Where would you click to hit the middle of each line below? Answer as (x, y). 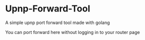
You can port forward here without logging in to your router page (72, 32)
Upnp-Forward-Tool (48, 9)
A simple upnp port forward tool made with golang (58, 22)
